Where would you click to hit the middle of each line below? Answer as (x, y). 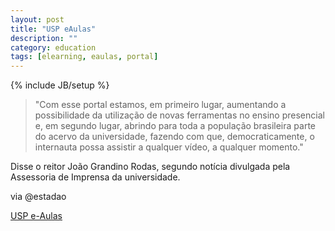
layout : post (37, 19)
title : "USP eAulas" (53, 29)
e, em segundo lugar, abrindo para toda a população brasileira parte (175, 126)
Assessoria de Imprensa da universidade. (95, 177)
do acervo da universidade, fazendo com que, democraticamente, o (174, 137)
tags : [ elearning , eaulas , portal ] (84, 57)
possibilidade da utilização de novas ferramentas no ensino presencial (179, 115)
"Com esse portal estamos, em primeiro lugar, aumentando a (160, 105)
